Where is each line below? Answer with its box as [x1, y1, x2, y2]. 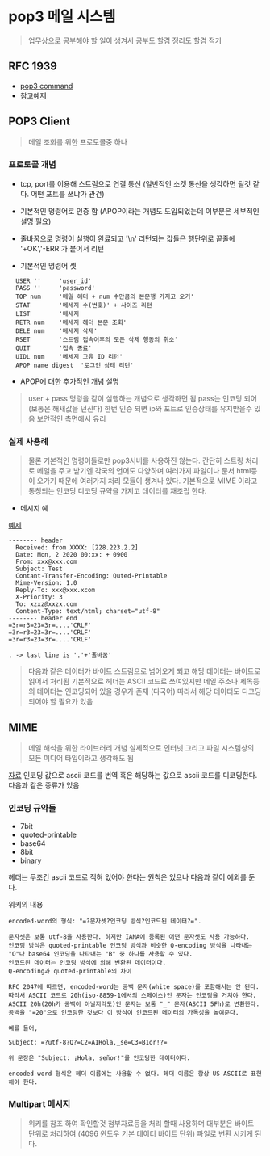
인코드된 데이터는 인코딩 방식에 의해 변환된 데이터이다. [8, 959, 167, 967]
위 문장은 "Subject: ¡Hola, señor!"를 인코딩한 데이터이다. [8, 1054, 191, 1062]
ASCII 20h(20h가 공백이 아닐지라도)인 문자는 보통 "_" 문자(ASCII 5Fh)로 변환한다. [8, 1000, 260, 1008]
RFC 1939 [8, 60, 58, 74]
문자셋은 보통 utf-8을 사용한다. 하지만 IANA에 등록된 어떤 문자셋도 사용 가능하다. [8, 933, 250, 941]
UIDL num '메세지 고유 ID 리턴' [15, 352, 123, 360]
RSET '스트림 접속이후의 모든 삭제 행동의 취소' [15, 335, 179, 343]
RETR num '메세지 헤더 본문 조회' [15, 318, 127, 326]
